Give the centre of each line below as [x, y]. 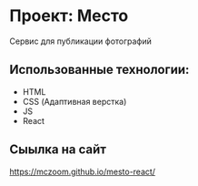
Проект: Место [69, 16]
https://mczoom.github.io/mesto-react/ [83, 171]
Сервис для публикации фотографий [81, 41]
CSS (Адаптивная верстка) [74, 101]
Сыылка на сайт [58, 150]
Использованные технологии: [99, 70]
